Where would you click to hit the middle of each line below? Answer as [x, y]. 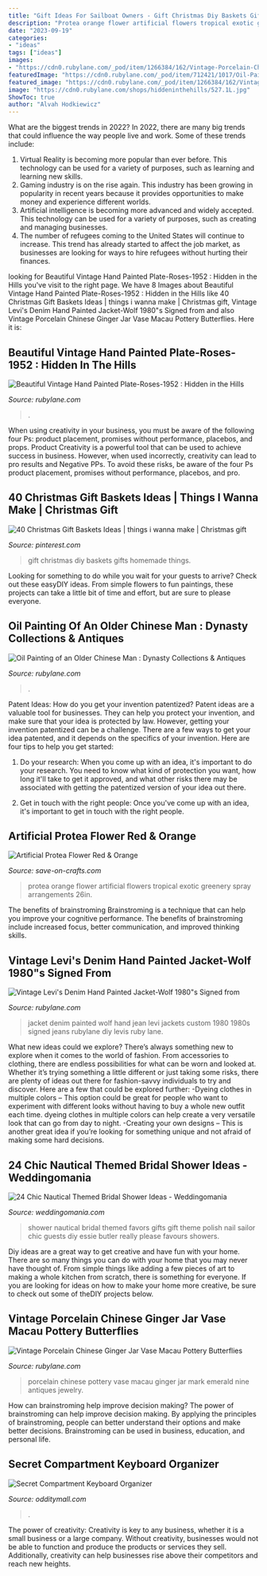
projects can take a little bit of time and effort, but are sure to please [120, 592]
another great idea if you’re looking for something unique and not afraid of [130, 1131]
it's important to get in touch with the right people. [102, 811]
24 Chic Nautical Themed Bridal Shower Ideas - [128, 1165]
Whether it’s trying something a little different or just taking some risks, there [133, 1072]
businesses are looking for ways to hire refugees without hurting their [133, 253]
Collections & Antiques [66, 639]
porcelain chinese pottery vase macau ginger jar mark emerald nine [138, 1381]
